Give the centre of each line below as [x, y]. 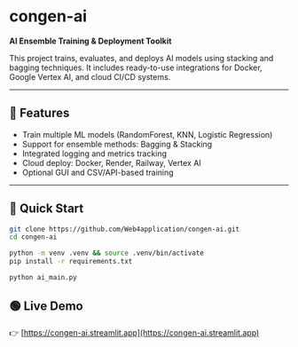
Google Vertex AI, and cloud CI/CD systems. [90, 76]
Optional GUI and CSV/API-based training [98, 172]
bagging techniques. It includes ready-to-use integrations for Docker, [136, 67]
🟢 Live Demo [46, 307]
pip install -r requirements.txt [71, 262]
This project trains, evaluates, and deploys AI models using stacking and [141, 58]
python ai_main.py [43, 278]
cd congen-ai [33, 237]
